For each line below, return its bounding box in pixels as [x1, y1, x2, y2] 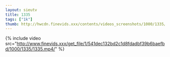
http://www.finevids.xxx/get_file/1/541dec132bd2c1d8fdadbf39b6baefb [17, 41, 165, 47]
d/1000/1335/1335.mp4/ [5, 46, 56, 52]
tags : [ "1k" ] [5, 17, 33, 22]
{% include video [5, 35, 41, 41]
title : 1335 [5, 12, 30, 17]
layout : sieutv [5, 7, 37, 13]
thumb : [5, 21, 19, 27]
